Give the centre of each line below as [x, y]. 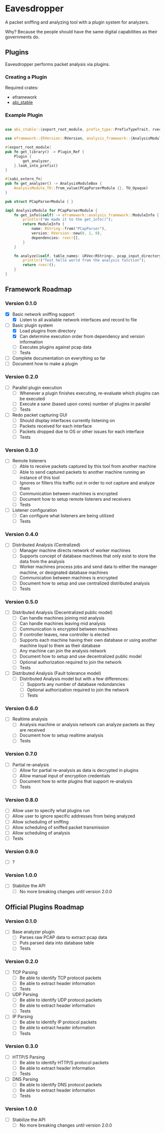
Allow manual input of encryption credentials [65, 776]
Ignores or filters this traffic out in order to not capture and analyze [87, 482]
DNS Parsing [25, 1079]
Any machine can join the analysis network [63, 651]
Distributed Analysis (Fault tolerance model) [57, 673]
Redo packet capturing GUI [40, 415]
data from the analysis [42, 562]
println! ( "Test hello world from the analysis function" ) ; [84, 260]
